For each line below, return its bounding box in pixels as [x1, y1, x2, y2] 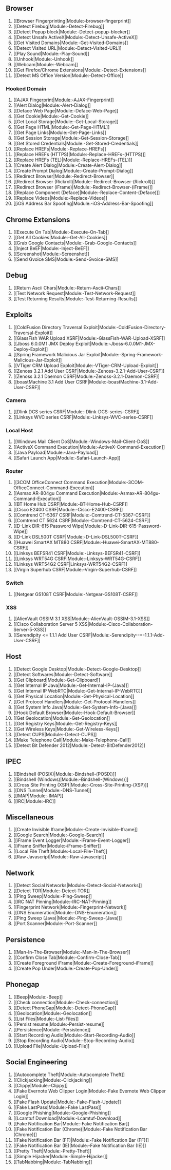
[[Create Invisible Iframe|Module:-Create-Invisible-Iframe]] [13, 827, 138, 833]
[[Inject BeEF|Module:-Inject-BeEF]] [13, 245, 89, 251]
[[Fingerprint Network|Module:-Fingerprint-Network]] [13, 904, 127, 910]
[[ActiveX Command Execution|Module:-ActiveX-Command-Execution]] [13, 444, 165, 450]
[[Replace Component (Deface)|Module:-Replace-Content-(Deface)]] [13, 189, 160, 196]
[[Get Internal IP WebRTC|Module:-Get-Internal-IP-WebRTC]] [13, 687, 143, 694]
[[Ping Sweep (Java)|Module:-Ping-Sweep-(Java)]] [13, 915, 122, 921]
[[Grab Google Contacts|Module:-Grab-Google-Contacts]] [13, 240, 137, 246]
